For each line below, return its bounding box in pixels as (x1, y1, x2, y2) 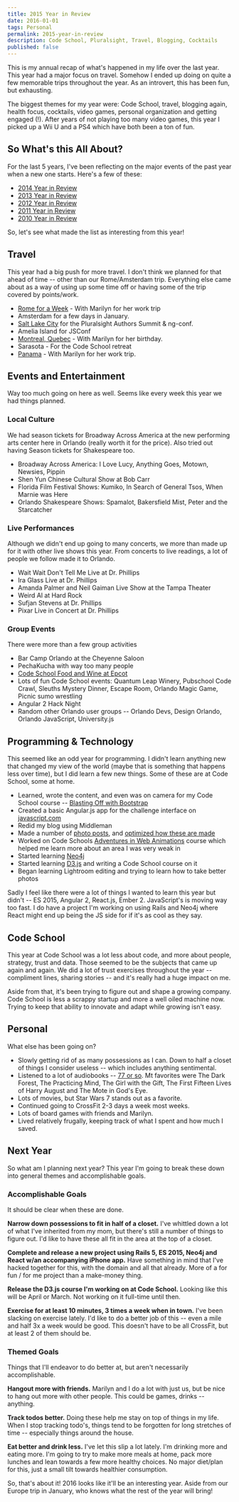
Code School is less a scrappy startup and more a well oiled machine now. (7, 994, 225, 1003)
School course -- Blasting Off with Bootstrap (17, 799, 149, 807)
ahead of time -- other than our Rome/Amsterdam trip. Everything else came (7, 275, 231, 283)
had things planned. (7, 397, 66, 405)
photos (17, 875, 39, 883)
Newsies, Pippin (17, 467, 65, 475)
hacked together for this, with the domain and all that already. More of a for (7, 1263, 228, 1271)
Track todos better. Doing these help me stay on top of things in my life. (7, 1413, 219, 1422)
